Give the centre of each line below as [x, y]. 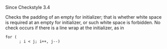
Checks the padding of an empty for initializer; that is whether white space [83, 17]
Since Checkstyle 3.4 [28, 7]
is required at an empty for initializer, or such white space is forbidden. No [83, 22]
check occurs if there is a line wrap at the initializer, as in [65, 28]
